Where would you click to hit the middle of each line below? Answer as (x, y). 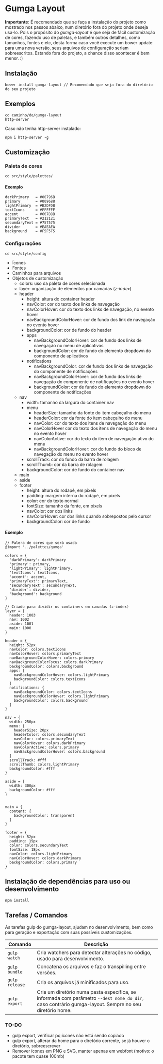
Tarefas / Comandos (36, 915)
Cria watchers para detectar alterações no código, (94, 952)
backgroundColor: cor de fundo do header (69, 330)
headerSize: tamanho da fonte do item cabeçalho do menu (92, 412)
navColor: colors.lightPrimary (41, 854)
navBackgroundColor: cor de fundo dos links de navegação (93, 366)
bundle (15, 972)
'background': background (36, 594)
